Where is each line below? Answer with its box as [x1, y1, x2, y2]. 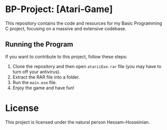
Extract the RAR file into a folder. [12, 74, 80, 80]
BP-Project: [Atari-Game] [5, 4, 113, 15]
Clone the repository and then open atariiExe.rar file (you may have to [12, 63, 162, 69]
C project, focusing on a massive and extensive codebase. [5, 25, 127, 31]
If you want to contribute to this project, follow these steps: [5, 53, 127, 59]
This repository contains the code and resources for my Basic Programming [5, 20, 162, 26]
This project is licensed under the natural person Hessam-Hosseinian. [5, 119, 150, 125]
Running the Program [5, 40, 73, 49]
